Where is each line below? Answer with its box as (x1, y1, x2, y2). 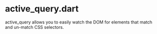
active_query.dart (5, 3, 79, 14)
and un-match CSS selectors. (5, 24, 64, 30)
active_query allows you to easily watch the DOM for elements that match (5, 19, 152, 25)
